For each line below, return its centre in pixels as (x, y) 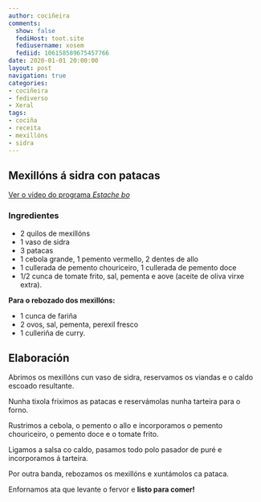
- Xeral (21, 105)
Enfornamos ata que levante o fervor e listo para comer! (102, 490)
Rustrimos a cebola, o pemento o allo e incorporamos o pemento (116, 426)
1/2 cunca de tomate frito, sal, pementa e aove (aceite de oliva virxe (132, 276)
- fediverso (28, 98)
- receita (25, 128)
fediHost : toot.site (50, 38)
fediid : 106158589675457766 (63, 53)
